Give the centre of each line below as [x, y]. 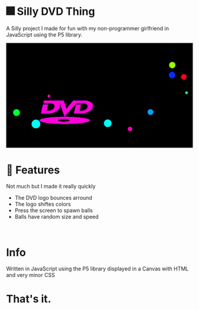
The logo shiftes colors [43, 204]
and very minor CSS [31, 275]
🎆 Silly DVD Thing [51, 12]
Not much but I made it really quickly [51, 187]
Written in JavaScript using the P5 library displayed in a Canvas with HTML [97, 269]
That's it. [29, 299]
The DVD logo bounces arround [54, 198]
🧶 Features [33, 170]
